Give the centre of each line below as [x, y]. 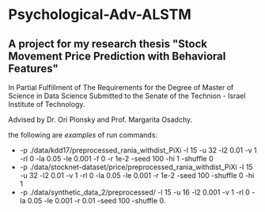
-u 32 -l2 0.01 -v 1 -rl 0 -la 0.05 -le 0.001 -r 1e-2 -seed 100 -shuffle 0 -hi [137, 175]
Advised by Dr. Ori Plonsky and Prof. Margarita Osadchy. [100, 119]
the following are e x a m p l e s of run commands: [83, 135]
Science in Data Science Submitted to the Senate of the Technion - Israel [127, 96]
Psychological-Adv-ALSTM [100, 15]
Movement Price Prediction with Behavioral [117, 56]
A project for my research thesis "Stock [108, 44]
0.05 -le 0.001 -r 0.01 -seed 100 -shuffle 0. [97, 201]
